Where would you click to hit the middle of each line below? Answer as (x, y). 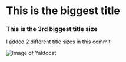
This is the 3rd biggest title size (52, 29)
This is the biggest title (63, 11)
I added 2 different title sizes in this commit (58, 42)
